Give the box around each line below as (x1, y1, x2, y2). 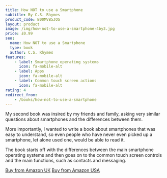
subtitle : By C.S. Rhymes (5, 12, 60, 17)
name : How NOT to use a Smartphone (10, 41, 86, 46)
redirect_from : (5, 92, 38, 97)
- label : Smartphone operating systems (14, 59, 99, 64)
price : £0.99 (5, 31, 33, 36)
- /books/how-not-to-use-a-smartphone (14, 97, 97, 102)
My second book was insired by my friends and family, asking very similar (5, 111, 160, 117)
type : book (10, 45, 33, 50)
